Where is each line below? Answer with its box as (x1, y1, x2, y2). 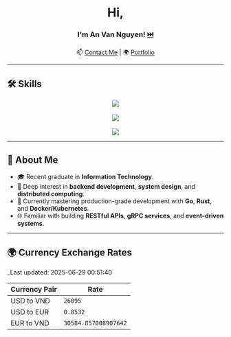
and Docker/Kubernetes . (16, 205, 89, 213)
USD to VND (10, 296, 50, 305)
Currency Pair (10, 284, 57, 294)
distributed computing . (16, 190, 85, 198)
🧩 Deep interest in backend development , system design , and (16, 183, 196, 191)
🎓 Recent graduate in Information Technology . (16, 173, 154, 181)
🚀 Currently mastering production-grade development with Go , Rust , (16, 197, 212, 205)
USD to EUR (10, 307, 49, 316)
